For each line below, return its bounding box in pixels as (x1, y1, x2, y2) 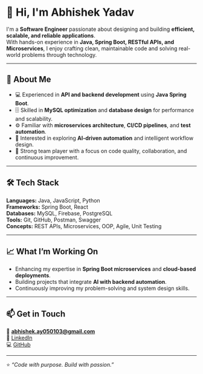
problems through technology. (21, 51, 97, 58)
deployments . (14, 272, 51, 279)
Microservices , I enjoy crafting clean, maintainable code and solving (6, 45, 178, 52)
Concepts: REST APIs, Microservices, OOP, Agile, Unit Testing (6, 222, 162, 229)
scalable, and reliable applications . (6, 31, 95, 39)
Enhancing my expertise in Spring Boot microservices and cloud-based (14, 266, 196, 273)
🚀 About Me (6, 74, 51, 85)
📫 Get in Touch (6, 309, 66, 319)
